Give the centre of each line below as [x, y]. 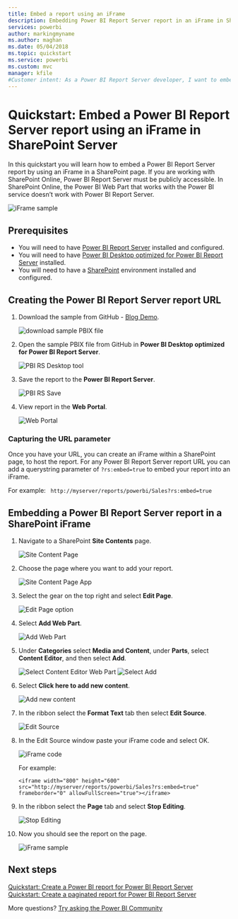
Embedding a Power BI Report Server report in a [115, 513]
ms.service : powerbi [38, 60]
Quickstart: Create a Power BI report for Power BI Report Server [101, 886]
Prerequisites [38, 230]
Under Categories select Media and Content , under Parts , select [113, 651]
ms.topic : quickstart [40, 54]
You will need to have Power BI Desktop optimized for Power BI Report [120, 255]
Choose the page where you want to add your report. [96, 569]
